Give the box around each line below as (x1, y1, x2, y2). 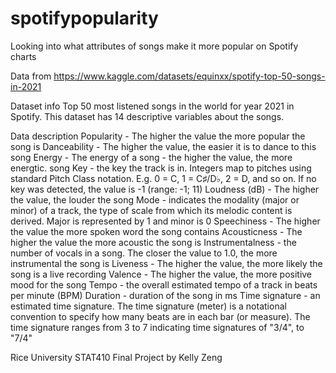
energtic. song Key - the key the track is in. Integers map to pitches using (10, 162, 312, 174)
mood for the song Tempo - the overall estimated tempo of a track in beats (10, 278, 318, 291)
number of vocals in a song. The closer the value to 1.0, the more (10, 247, 278, 259)
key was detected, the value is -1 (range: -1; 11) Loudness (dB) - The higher (10, 183, 320, 195)
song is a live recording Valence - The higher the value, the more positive (10, 268, 313, 280)
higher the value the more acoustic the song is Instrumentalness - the (10, 236, 297, 248)
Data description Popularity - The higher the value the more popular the (10, 130, 306, 142)
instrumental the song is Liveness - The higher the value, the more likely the (10, 257, 323, 269)
